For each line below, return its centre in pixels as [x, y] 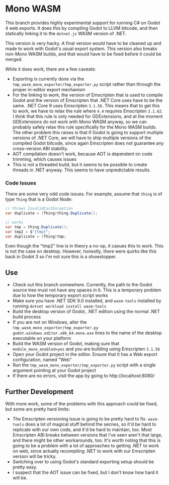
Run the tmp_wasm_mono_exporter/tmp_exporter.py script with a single [84, 365]
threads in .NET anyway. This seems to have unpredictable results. [81, 170]
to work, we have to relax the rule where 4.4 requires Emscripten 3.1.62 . [88, 111]
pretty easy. [25, 467]
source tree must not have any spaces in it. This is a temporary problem [87, 290]
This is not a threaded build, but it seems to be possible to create [80, 164]
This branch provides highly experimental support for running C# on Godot [83, 23]
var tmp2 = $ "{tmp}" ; [28, 232]
